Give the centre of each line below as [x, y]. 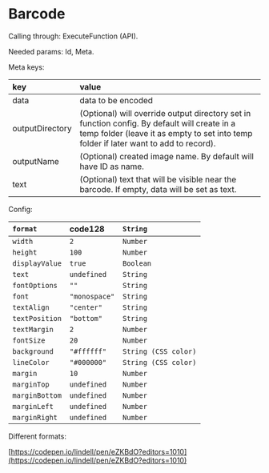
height [25, 252]
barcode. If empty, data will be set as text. [158, 189]
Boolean [137, 263]
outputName [36, 161]
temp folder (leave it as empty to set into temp [166, 133]
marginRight [35, 417]
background [33, 351]
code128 [87, 229]
